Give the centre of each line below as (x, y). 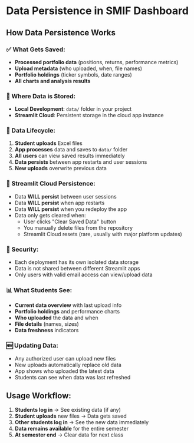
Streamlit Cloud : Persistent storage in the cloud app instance (89, 115)
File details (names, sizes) (47, 324)
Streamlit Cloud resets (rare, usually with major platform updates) (103, 234)
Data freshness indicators (47, 330)
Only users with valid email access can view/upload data (83, 275)
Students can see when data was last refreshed (73, 377)
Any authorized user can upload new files (65, 358)
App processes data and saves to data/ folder (71, 150)
